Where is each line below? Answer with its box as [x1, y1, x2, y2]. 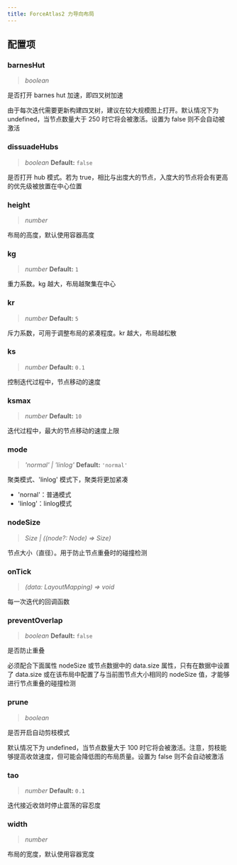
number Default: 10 [24, 412, 82, 420]
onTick [7, 566, 32, 576]
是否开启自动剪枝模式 [7, 728, 70, 736]
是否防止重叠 [7, 646, 45, 655]
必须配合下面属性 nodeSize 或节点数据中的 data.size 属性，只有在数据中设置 [7, 661, 230, 670]
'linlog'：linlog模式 [17, 499, 72, 508]
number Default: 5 [24, 314, 79, 322]
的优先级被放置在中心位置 [7, 182, 82, 190]
